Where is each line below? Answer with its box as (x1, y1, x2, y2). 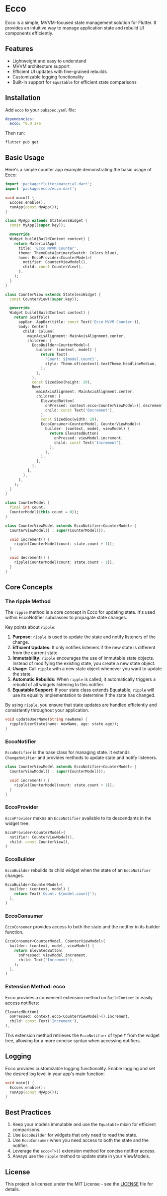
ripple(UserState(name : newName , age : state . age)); (9, 722, 119, 727)
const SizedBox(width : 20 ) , (40, 417, 99, 422)
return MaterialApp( (14, 241, 57, 246)
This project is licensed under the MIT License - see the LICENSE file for (5, 1181, 153, 1187)
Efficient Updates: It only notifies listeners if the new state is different (12, 645, 156, 651)
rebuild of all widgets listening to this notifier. (12, 682, 104, 688)
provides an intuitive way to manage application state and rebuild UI (5, 24, 144, 30)
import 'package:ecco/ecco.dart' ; (5, 186, 77, 191)
